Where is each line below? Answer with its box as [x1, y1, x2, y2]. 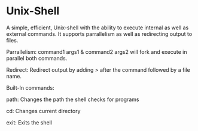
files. [6, 36, 19, 44]
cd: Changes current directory [6, 107, 81, 114]
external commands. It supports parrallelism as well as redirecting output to [6, 30, 193, 37]
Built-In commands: [6, 84, 55, 91]
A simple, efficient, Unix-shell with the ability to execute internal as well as [6, 24, 189, 31]
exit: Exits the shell [6, 118, 53, 126]
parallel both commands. [6, 54, 68, 62]
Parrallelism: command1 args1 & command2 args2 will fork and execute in [6, 48, 187, 55]
